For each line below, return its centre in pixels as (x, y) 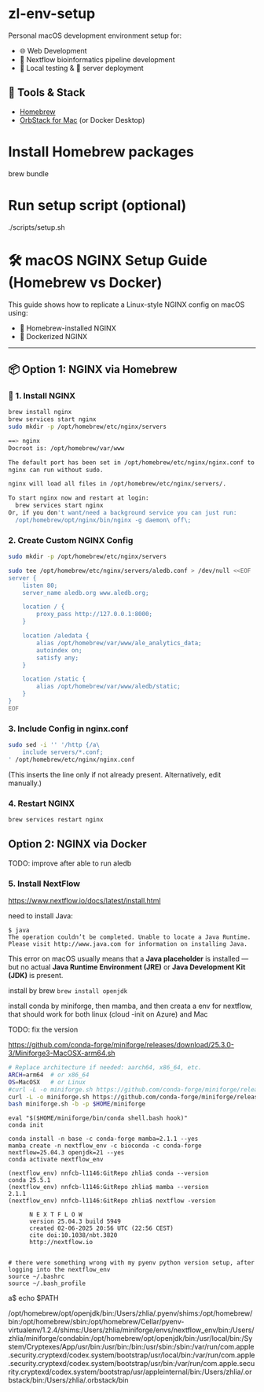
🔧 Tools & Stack (47, 92)
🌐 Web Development (53, 50)
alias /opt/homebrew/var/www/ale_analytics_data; (119, 643)
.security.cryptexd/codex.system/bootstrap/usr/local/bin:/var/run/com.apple (132, 1355)
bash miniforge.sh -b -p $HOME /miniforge (77, 1104)
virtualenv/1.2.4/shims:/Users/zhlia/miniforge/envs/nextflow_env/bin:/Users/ (131, 1330)
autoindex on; (59, 650)
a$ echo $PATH (33, 1298)
